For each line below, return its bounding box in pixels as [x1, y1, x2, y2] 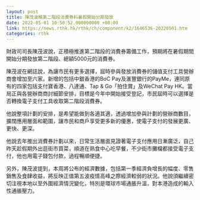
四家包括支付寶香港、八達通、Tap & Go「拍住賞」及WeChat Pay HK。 [16, 82, 187, 90]
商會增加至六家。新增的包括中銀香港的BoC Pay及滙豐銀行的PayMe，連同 [6, 75, 185, 82]
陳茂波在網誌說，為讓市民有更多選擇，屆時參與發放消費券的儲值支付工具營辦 [6, 68, 194, 75]
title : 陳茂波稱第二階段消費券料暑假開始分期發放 [6, 14, 114, 20]
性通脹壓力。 [6, 188, 37, 195]
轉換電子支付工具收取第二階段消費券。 [11, 97, 105, 104]
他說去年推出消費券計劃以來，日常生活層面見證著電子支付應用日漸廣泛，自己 [6, 138, 194, 145]
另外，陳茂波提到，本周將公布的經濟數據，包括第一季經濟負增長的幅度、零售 [6, 165, 194, 172]
